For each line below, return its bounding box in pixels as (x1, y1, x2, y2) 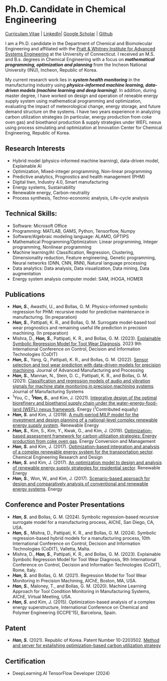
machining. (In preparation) (12, 330, 69, 336)
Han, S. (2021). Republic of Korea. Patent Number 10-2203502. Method (12, 637, 160, 643)
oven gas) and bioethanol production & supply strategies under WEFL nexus (5, 119, 162, 125)
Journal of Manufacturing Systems (12, 389, 84, 395)
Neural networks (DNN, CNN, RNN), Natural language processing (12, 260, 147, 266)
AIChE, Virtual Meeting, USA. (12, 593, 72, 599)
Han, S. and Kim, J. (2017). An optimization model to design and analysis (12, 459, 162, 465)
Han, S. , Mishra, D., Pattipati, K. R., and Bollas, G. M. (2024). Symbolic (12, 529, 157, 536)
